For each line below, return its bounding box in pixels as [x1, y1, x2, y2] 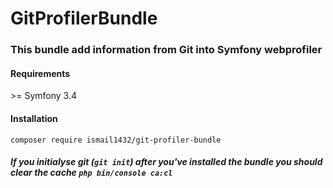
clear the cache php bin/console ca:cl [10, 167, 173, 179]
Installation [10, 112, 58, 124]
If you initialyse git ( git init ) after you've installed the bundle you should [10, 156, 323, 168]
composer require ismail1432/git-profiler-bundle [10, 135, 222, 145]
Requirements [10, 67, 71, 79]
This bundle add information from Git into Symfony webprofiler [10, 43, 323, 57]
